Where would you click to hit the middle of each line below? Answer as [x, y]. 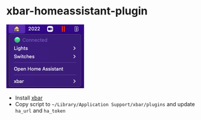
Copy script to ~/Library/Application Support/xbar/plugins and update [105, 104]
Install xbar [29, 98]
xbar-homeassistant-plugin [77, 11]
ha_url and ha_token [40, 110]
